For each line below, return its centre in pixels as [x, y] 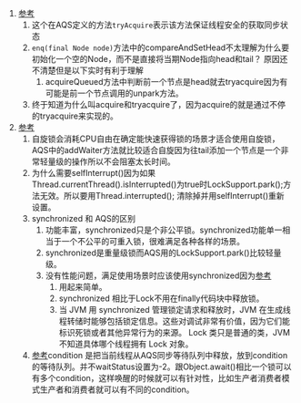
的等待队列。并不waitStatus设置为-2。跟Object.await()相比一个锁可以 [161, 367]
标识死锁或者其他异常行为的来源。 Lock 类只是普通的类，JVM [175, 332]
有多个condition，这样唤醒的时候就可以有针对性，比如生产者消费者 [156, 378]
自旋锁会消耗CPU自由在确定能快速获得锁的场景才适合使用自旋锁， [156, 139]
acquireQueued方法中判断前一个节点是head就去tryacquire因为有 [166, 82]
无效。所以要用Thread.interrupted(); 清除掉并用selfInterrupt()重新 [162, 196]
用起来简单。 [83, 287]
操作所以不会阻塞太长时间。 [123, 161]
